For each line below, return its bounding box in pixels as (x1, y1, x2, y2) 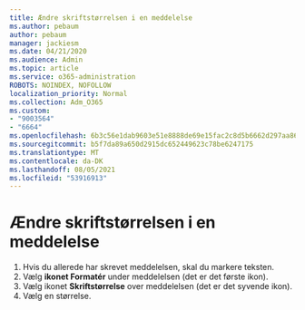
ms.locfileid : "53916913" (9, 173, 107, 182)
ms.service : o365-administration (9, 73, 136, 82)
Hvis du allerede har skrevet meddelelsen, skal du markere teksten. (22, 262, 275, 273)
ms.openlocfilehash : (9, 131, 88, 140)
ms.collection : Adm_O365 (9, 97, 103, 107)
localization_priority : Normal (9, 89, 128, 98)
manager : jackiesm (9, 38, 79, 48)
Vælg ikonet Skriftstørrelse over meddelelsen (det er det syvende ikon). (22, 281, 293, 292)
